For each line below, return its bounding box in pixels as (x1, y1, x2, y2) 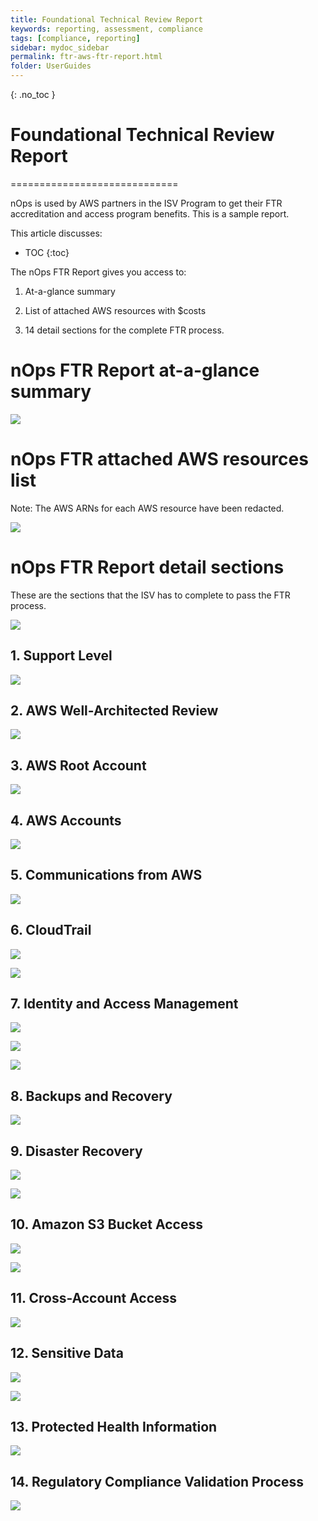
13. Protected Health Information (10, 1418, 218, 1435)
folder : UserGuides (10, 61, 92, 71)
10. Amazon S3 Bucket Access (10, 1216, 203, 1233)
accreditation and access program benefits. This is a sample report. (10, 207, 290, 220)
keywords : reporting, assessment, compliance (10, 24, 203, 34)
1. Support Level (10, 647, 113, 665)
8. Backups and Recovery (10, 1087, 173, 1105)
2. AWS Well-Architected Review (10, 702, 219, 719)
